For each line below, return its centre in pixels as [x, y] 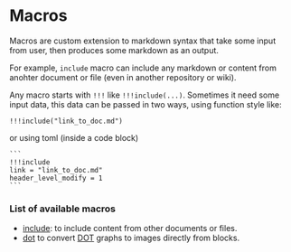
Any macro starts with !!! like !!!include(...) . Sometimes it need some [145, 95]
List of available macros [62, 209]
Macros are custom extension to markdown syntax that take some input [143, 41]
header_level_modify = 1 [56, 178]
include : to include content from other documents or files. [130, 229]
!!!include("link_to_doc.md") [66, 121]
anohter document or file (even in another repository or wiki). [123, 77]
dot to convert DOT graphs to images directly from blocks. [131, 238]
